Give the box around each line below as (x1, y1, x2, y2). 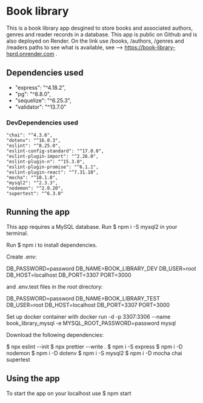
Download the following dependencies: (6, 331, 104, 338)
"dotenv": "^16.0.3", (6, 138, 61, 144)
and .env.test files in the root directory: (6, 283, 103, 290)
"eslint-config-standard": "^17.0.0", (6, 148, 104, 154)
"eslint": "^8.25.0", (6, 143, 61, 149)
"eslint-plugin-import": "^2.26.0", (6, 154, 99, 160)
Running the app (6, 207, 70, 217)
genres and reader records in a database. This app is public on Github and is (6, 30, 198, 38)
